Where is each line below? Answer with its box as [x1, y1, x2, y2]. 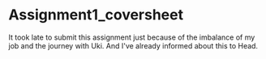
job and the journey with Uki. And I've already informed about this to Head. [8, 40, 258, 50]
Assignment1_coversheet [8, 6, 184, 24]
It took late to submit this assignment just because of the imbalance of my [8, 32, 255, 42]
